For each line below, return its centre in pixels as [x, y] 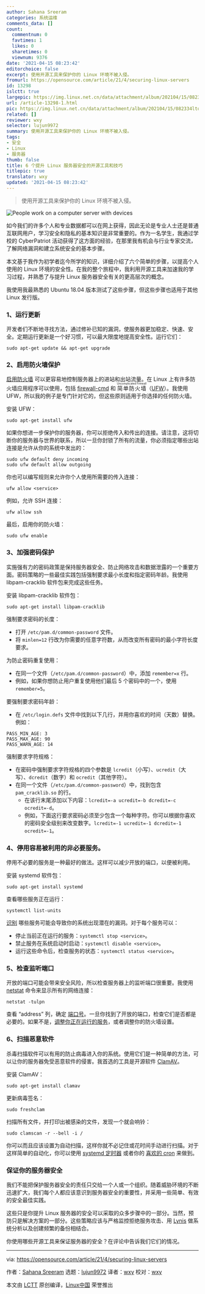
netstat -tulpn [26, 1002]
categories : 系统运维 [32, 18]
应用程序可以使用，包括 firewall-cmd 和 [66, 388]
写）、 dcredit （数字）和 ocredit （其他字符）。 [72, 777]
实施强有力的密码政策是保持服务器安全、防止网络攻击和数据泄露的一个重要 [100, 567]
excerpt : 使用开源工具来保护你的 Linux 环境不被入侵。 [69, 75]
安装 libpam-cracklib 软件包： [44, 595]
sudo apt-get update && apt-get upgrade [59, 348]
